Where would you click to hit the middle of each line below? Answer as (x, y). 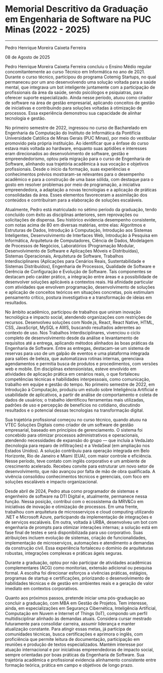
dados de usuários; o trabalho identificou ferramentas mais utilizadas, (75, 400)
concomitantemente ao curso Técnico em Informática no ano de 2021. (75, 72)
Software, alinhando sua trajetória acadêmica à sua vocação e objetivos (77, 164)
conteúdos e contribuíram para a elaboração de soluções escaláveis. (74, 200)
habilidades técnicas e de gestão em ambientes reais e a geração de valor (79, 583)
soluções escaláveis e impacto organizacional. (51, 482)
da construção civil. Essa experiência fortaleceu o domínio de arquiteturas (79, 548)
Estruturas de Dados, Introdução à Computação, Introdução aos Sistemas (79, 230)
